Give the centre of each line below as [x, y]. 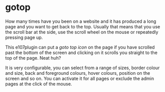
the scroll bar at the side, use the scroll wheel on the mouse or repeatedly [82, 32]
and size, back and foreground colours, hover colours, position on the [78, 73]
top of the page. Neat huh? [33, 58]
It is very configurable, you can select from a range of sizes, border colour [82, 68]
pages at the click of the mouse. [39, 84]
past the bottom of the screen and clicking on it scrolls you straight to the [81, 53]
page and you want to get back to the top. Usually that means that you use [83, 26]
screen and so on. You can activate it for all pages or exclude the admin [80, 78]
